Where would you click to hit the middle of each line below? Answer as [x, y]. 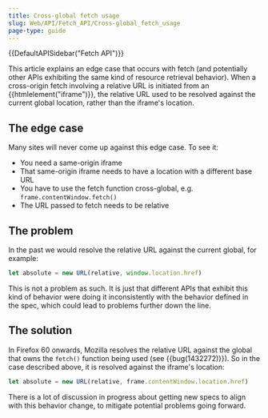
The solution [40, 330]
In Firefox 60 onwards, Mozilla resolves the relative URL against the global [130, 350]
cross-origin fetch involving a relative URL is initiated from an [109, 86]
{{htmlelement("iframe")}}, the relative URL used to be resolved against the [132, 94]
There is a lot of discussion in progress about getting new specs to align [127, 396]
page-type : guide [37, 30]
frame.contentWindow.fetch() [68, 198]
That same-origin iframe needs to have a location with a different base [136, 171]
